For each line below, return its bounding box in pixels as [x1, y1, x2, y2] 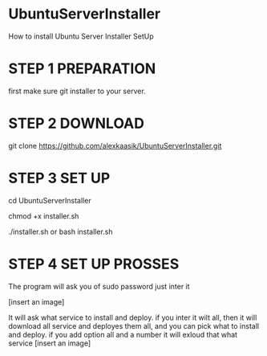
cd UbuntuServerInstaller [8, 195, 91, 205]
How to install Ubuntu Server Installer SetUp [8, 31, 154, 41]
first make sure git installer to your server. [8, 86, 146, 96]
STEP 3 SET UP [8, 170, 111, 187]
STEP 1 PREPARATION [8, 59, 156, 78]
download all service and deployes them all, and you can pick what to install [8, 321, 259, 330]
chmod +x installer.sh [8, 211, 79, 221]
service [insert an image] [8, 338, 91, 348]
